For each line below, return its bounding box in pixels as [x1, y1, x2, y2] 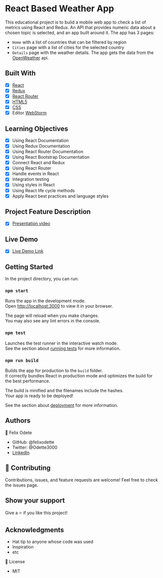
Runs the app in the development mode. [5, 298, 86, 304]
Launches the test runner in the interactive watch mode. [5, 340, 118, 346]
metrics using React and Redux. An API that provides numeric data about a [5, 24, 156, 30]
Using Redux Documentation [12, 143, 70, 149]
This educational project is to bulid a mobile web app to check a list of [5, 19, 146, 25]
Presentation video [12, 221, 50, 227]
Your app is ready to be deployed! [5, 393, 73, 399]
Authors [5, 416, 31, 425]
